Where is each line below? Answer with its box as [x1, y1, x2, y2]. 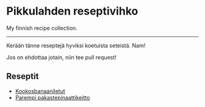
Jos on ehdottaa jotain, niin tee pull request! [6, 53, 117, 61]
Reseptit [6, 71, 39, 81]
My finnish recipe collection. [6, 24, 77, 32]
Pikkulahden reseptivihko [6, 4, 138, 18]
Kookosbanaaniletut [15, 87, 65, 95]
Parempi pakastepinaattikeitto [15, 94, 90, 101]
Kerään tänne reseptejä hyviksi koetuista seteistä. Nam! [6, 41, 146, 49]
